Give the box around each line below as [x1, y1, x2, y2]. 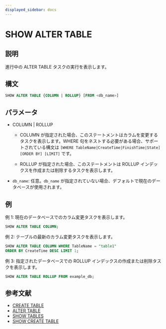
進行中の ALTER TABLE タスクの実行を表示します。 [5, 64, 109, 70]
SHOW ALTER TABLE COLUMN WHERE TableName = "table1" [5, 244, 117, 248]
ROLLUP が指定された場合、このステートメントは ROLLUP [19, 161, 140, 167]
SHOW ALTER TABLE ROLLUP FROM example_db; [5, 274, 94, 279]
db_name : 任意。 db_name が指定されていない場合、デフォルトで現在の [12, 178, 152, 184]
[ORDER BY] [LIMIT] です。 [19, 151, 74, 157]
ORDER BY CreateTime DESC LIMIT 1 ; [5, 248, 79, 253]
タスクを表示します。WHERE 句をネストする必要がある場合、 [19, 138, 146, 144]
